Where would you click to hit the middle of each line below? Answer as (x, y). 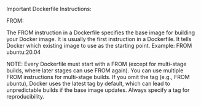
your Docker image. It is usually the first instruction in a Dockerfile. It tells (99, 39)
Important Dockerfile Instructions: (49, 9)
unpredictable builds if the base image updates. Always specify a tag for (98, 90)
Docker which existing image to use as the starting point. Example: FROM (99, 46)
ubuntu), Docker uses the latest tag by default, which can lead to (89, 83)
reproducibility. (26, 97)
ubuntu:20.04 (24, 52)
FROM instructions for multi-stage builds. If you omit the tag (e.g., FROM (98, 77)
